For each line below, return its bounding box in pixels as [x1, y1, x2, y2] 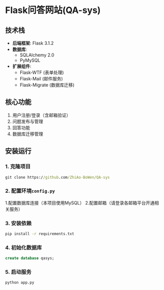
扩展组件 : [12, 63, 31, 69]
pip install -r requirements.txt [5, 231, 75, 236]
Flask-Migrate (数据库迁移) [19, 82, 75, 88]
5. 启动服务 [5, 268, 32, 275]
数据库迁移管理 [12, 131, 43, 137]
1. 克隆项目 [5, 163, 31, 170]
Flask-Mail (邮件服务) [19, 76, 63, 81]
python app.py [5, 280, 35, 285]
